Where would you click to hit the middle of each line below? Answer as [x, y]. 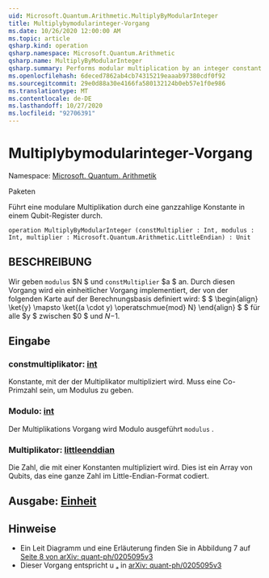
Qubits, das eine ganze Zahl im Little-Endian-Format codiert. [109, 476]
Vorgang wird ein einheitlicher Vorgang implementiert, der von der [118, 290]
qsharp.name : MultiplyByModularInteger [76, 61]
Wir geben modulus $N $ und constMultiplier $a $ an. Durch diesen [122, 281]
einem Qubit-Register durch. [56, 216]
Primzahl [23, 390]
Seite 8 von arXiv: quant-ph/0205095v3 [86, 557]
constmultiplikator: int [53, 364]
